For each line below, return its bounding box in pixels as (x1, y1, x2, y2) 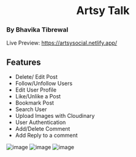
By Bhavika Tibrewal (6, 26, 69, 34)
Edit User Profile (15, 86, 57, 93)
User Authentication (15, 119, 66, 126)
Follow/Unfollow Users (15, 80, 73, 87)
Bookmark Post (15, 99, 54, 107)
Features (6, 57, 41, 67)
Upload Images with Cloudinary (15, 112, 95, 120)
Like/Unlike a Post (15, 93, 61, 100)
